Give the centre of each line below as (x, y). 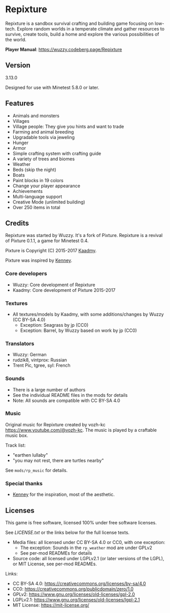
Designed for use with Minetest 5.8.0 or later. (52, 87)
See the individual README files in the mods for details (70, 395)
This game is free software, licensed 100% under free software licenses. (81, 522)
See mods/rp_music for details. (37, 470)
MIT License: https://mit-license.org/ (51, 605)
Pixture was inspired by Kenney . (39, 260)
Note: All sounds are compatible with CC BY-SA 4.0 (66, 400)
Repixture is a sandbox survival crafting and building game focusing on (79, 23)
